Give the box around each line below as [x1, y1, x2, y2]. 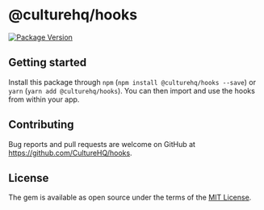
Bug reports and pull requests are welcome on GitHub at [8, 139, 196, 149]
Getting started [8, 56, 87, 69]
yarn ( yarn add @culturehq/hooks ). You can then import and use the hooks [8, 86, 256, 95]
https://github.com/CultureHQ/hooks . [8, 148, 132, 157]
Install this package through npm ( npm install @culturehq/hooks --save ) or [8, 77, 257, 86]
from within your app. [8, 94, 80, 104]
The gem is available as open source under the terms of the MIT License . [8, 192, 252, 203]
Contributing [8, 118, 74, 132]
